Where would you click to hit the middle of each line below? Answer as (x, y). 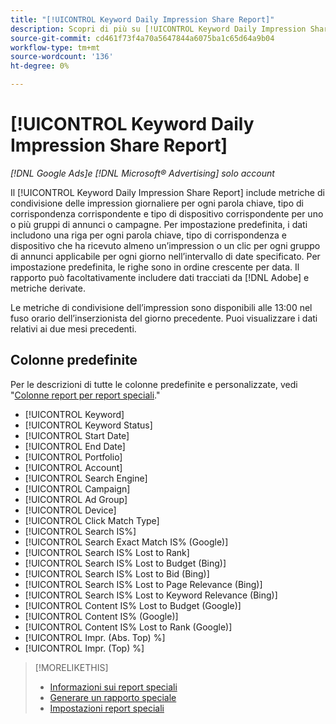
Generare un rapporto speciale (113, 697)
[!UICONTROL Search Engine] (86, 478)
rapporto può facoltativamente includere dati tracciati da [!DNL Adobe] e (160, 277)
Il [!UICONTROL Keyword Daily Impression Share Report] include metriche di (167, 192)
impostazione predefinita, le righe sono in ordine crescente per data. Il (155, 267)
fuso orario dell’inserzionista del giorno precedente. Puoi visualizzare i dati (164, 318)
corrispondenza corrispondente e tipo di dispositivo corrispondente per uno (167, 213)
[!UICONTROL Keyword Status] (88, 425)
